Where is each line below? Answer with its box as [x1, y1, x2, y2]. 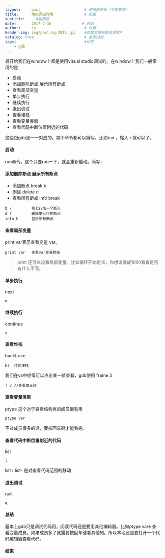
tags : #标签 [5, 39, 94, 44]
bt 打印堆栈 [5, 363, 29, 368]
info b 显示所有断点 [5, 217, 54, 222]
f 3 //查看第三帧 [5, 383, 37, 388]
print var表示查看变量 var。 [5, 239, 60, 245]
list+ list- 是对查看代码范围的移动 [5, 467, 71, 474]
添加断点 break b [12, 183, 47, 189]
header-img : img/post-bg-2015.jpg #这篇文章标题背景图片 [5, 30, 123, 35]
